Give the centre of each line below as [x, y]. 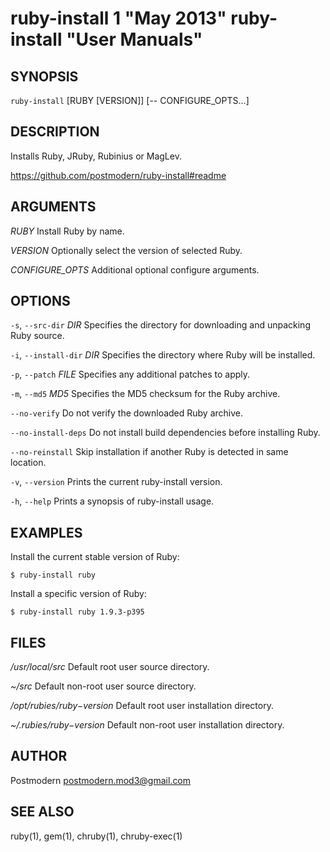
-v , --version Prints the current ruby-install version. [116, 482]
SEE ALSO [42, 812]
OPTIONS [40, 301]
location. [28, 463]
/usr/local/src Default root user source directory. [110, 667]
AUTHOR [39, 756]
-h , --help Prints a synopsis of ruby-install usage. [112, 501]
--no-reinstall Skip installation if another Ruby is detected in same [149, 452]
